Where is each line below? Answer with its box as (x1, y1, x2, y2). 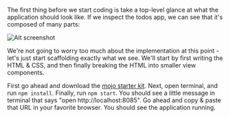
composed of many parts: (7, 20, 80, 28)
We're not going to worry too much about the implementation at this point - (7, 47, 220, 55)
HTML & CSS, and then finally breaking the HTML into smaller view (7, 61, 196, 69)
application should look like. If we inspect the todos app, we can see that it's (7, 13, 223, 21)
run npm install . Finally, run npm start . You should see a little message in (7, 89, 216, 97)
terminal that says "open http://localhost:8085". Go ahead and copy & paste (7, 96, 222, 104)
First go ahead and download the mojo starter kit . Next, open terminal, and (7, 82, 218, 89)
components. (7, 68, 45, 76)
